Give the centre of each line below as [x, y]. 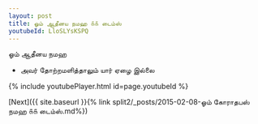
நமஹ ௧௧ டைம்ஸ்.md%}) [48, 111]
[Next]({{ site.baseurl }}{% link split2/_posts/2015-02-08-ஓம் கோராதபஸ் [129, 102]
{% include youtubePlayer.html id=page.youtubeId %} [99, 87]
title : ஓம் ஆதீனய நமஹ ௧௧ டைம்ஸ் [65, 24]
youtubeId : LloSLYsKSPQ [49, 31]
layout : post [30, 16]
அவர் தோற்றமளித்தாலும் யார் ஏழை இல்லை [87, 71]
